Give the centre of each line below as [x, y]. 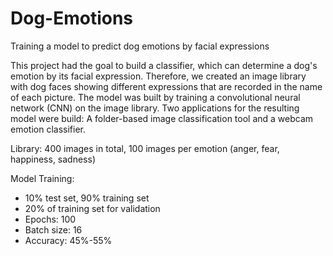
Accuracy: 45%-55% [68, 240]
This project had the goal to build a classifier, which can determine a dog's [164, 65]
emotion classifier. [48, 129]
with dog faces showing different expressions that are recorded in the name [166, 86]
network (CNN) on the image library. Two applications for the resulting [155, 108]
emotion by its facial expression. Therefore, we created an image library [158, 76]
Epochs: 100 [50, 219]
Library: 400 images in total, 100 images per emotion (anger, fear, [145, 148]
